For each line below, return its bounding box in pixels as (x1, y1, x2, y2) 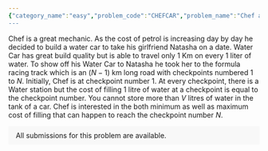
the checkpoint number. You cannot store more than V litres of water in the (8, 93, 254, 102)
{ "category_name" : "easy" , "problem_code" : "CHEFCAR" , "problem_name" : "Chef (8, 11, 255, 20)
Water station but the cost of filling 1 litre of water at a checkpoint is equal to (8, 85, 258, 94)
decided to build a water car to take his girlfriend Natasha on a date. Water (8, 42, 254, 52)
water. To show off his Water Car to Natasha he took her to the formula (8, 59, 241, 69)
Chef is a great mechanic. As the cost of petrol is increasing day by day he (8, 34, 254, 43)
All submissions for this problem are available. (15, 130, 167, 140)
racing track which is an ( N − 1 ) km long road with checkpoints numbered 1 (8, 67, 254, 77)
